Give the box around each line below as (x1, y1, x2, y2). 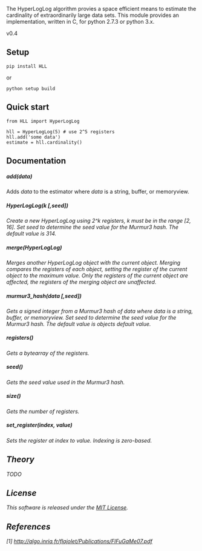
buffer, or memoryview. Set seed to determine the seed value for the (6, 314, 177, 321)
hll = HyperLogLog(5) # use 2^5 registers (6, 128, 115, 135)
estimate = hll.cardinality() (6, 139, 83, 145)
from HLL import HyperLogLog (6, 118, 80, 124)
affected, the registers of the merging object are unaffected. (6, 278, 157, 285)
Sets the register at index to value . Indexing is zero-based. (6, 437, 152, 444)
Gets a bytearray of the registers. (6, 349, 90, 357)
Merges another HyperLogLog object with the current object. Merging (6, 259, 181, 266)
